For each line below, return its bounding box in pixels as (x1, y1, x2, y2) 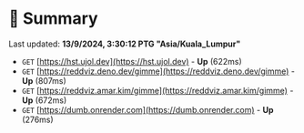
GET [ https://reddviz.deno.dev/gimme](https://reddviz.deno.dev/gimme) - (21, 66, 296, 77)
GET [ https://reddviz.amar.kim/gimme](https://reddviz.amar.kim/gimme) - (21, 85, 294, 96)
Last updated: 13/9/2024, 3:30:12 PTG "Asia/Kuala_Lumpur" (8, 38, 241, 49)
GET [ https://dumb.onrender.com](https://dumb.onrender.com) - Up (21, 104, 274, 115)
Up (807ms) (21, 75, 67, 86)
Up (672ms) (21, 95, 67, 106)
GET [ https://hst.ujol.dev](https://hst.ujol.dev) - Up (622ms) (21, 56, 242, 66)
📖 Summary (8, 8, 98, 29)
